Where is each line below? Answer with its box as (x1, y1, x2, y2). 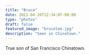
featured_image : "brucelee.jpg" (5, 26, 74, 32)
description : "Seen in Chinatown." (5, 31, 81, 36)
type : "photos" (5, 17, 38, 22)
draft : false (5, 21, 33, 27)
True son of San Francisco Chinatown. (5, 45, 85, 51)
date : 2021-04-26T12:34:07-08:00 (5, 12, 76, 17)
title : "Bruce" (5, 7, 38, 13)
